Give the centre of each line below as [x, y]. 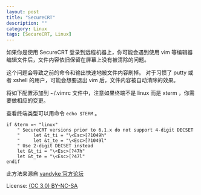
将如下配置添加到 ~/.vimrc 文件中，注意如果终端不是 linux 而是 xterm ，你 [98, 93]
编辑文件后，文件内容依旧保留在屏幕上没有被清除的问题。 [78, 60]
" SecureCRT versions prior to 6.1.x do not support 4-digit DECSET [105, 130]
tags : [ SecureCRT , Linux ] [39, 34]
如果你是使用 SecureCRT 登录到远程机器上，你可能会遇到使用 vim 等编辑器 [100, 53]
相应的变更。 [33, 101]
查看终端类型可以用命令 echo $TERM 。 [53, 113]
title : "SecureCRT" [31, 18]
